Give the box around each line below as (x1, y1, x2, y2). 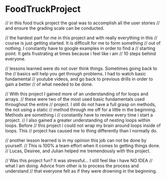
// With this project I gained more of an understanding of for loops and (5, 91, 149, 97)
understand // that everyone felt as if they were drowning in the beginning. (5, 168, 157, 174)
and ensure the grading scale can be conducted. (5, 25, 105, 31)
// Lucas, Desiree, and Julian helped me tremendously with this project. (5, 148, 151, 154)
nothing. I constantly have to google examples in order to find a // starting (5, 45, 156, 51)
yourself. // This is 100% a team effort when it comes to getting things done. (5, 142, 161, 148)
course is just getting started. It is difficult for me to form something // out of (5, 40, 161, 46)
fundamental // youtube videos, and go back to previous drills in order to (5, 76, 153, 82)
